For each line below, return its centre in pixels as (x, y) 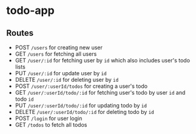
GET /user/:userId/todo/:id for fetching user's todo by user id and (100, 92)
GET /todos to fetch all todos (51, 125)
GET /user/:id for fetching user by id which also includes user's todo (102, 60)
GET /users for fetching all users (56, 54)
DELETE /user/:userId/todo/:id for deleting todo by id (85, 112)
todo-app (30, 11)
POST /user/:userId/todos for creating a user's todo (81, 86)
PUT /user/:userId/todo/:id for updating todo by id (81, 106)
